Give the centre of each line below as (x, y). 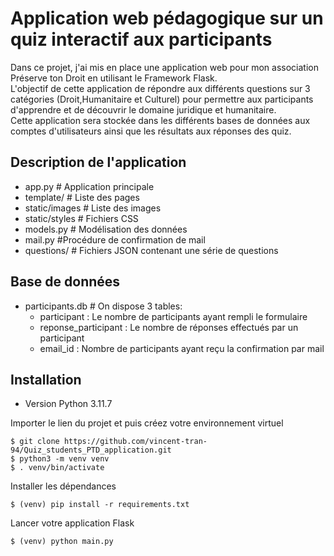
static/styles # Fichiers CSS (81, 218)
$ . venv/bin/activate (57, 468)
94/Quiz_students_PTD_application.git (91, 450)
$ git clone (35, 442)
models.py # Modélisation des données (106, 229)
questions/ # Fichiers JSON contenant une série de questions (151, 250)
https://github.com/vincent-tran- (135, 442)
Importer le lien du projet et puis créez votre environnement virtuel (147, 423)
